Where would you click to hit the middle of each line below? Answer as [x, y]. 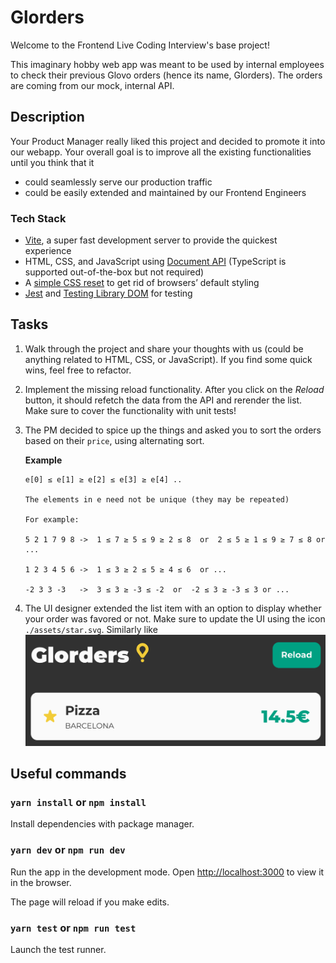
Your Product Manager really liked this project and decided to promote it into [168, 141]
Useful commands [68, 774]
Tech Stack [38, 218]
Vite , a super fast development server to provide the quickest [151, 240]
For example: [52, 519]
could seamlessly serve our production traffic [118, 182]
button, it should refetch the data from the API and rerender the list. [163, 400]
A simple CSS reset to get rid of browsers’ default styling [142, 283]
